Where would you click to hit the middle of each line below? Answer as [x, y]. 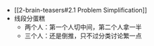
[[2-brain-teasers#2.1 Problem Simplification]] [81, 10]
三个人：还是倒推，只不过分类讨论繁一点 [83, 36]
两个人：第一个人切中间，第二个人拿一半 [83, 27]
